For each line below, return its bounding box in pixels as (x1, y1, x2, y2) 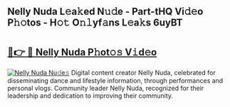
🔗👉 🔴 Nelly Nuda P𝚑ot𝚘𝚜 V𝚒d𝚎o (7, 46, 157, 58)
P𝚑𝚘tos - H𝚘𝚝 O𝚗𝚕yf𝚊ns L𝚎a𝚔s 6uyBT (7, 17, 183, 29)
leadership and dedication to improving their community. (7, 91, 173, 100)
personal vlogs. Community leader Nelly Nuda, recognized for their (7, 84, 204, 92)
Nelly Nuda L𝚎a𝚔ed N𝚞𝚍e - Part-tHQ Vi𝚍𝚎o (7, 6, 204, 18)
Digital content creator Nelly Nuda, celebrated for (70, 69, 216, 77)
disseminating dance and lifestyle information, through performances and (7, 77, 224, 84)
